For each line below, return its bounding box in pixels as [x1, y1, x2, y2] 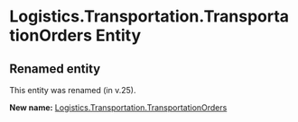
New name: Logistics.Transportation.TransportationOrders [9, 102, 228, 113]
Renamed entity [9, 61, 101, 76]
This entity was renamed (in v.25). [9, 85, 136, 95]
